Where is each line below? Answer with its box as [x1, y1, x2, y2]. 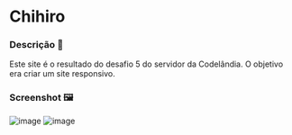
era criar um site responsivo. [9, 68, 115, 79]
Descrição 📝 [9, 39, 64, 51]
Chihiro [9, 6, 66, 27]
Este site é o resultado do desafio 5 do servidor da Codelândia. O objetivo [9, 58, 284, 69]
